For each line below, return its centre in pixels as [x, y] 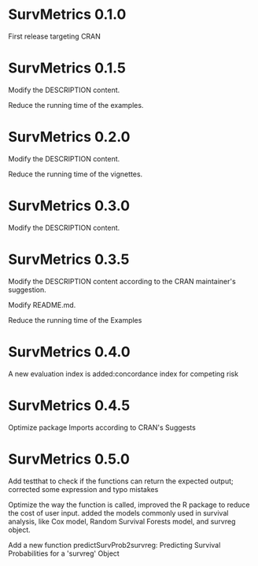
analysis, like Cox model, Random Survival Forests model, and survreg [122, 521]
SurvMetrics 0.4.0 [70, 351]
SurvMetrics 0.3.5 [69, 259]
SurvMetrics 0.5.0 [69, 459]
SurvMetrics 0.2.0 [69, 137]
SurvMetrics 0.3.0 [69, 205]
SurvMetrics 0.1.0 [67, 15]
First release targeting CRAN [54, 36]
